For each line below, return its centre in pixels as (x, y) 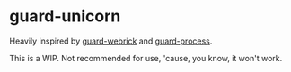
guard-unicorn (65, 16)
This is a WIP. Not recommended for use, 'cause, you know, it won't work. (146, 58)
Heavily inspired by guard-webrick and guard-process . (111, 41)
